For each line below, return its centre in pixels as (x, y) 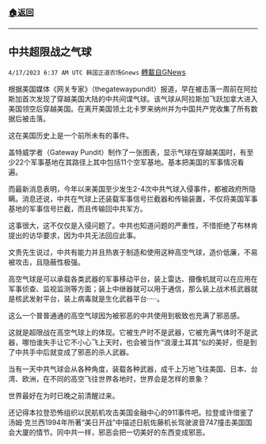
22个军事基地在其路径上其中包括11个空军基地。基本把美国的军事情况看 (129, 162)
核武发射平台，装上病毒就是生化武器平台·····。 (89, 299)
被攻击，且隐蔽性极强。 (46, 262)
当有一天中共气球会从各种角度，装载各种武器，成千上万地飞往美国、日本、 (129, 369)
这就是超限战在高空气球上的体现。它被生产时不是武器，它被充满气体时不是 (129, 332)
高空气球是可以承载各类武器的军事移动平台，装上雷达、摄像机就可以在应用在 (133, 279)
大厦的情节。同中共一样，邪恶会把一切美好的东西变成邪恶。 (112, 432)
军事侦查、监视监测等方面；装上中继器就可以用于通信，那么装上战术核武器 (129, 289)
